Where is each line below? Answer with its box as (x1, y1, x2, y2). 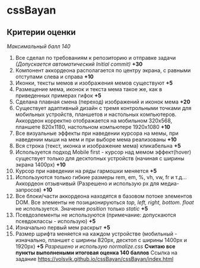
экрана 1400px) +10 (15, 161, 66, 168)
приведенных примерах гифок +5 (15, 92, 101, 99)
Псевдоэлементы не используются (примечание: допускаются (15, 211, 177, 218)
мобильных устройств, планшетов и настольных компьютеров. (15, 111, 177, 118)
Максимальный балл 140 (7, 43, 71, 50)
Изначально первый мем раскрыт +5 (15, 224, 110, 231)
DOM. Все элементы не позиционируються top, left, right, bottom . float (15, 199, 194, 206)
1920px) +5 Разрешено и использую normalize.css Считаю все (15, 243, 176, 250)
